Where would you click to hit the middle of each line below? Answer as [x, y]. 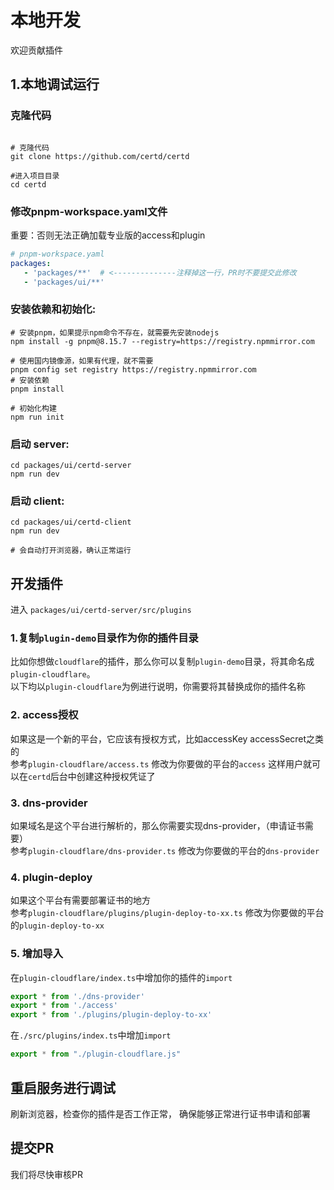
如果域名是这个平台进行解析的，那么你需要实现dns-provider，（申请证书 [157, 826]
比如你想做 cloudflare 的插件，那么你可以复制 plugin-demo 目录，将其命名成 [162, 662]
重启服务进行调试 [63, 1087]
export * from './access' [64, 1006]
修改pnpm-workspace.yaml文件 [89, 211]
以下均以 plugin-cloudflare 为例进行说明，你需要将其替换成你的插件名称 [158, 687]
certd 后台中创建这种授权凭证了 [92, 776]
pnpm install [37, 389]
